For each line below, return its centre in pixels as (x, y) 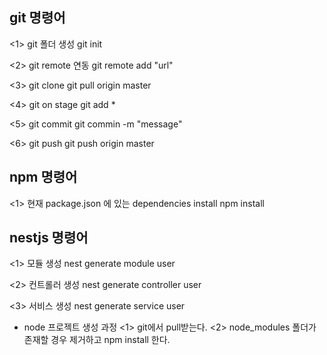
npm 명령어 (43, 177)
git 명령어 (37, 18)
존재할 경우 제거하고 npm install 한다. (97, 340)
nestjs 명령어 (49, 238)
